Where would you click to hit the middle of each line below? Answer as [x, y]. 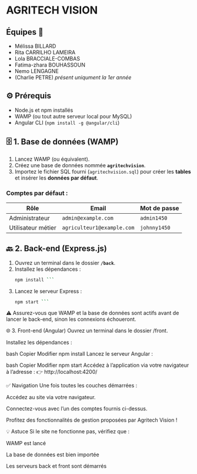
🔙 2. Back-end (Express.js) [56, 249]
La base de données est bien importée [53, 455]
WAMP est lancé [26, 443]
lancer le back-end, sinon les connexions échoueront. [71, 319]
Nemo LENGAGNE [36, 71]
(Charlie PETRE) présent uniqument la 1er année [73, 77]
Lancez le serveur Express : [48, 291]
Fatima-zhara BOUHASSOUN [50, 65]
